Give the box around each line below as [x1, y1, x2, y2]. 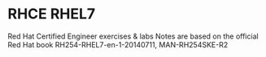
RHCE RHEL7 [7, 5, 96, 23]
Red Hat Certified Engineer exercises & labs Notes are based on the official [7, 31, 259, 41]
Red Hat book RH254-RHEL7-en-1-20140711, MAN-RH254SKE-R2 [7, 39, 229, 49]
